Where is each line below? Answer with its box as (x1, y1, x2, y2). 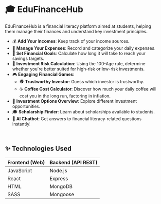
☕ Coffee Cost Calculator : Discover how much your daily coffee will (19, 86, 157, 92)
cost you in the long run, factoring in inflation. (19, 93, 111, 99)
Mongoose (49, 191, 74, 198)
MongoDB (49, 183, 73, 190)
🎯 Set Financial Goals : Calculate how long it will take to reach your (12, 50, 146, 56)
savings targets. (12, 56, 45, 61)
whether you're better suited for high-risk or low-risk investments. (12, 66, 145, 72)
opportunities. (12, 103, 40, 109)
